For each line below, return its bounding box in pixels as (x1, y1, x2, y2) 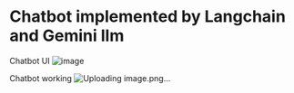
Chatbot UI (9, 55, 50, 66)
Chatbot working (9, 72, 73, 83)
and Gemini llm (9, 25, 125, 46)
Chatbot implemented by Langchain (9, 6, 287, 27)
